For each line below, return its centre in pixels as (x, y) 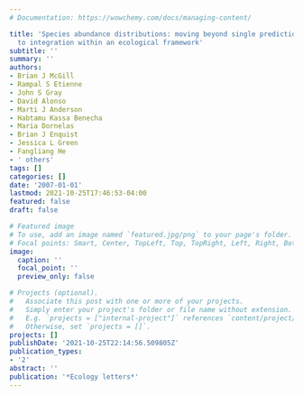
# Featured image (42, 226)
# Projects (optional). (54, 293)
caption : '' (40, 260)
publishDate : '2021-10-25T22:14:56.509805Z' (94, 344)
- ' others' (32, 160)
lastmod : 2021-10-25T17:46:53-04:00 (78, 193)
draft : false (34, 210)
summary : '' (32, 60)
